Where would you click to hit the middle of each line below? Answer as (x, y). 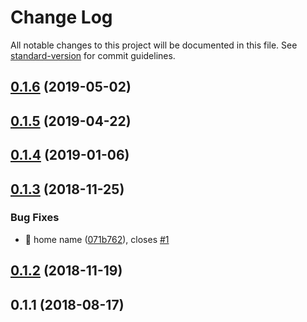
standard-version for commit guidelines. (93, 55)
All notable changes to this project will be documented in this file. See (154, 45)
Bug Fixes (35, 218)
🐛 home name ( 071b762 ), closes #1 (97, 239)
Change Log (61, 17)
